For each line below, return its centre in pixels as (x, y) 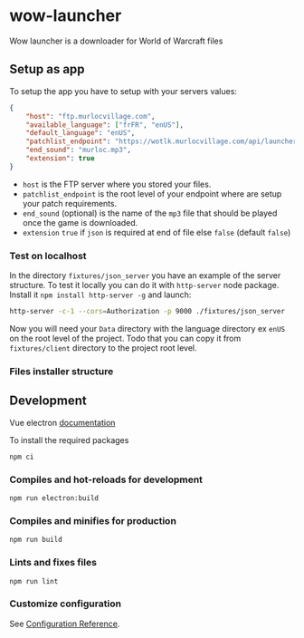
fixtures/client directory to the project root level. (103, 348)
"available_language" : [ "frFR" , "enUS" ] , (104, 125)
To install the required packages (69, 440)
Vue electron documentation (62, 422)
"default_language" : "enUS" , (81, 133)
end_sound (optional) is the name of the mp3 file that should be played (150, 213)
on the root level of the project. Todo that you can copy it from (125, 338)
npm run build (36, 540)
